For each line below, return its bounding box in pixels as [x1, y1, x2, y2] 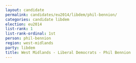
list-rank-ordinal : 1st [5, 31, 56, 36]
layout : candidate [5, 7, 44, 13]
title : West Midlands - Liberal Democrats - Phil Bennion [5, 50, 131, 55]
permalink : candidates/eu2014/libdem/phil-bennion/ [5, 12, 117, 17]
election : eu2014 [5, 21, 42, 27]
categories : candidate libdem [5, 17, 70, 22]
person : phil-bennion [5, 36, 51, 41]
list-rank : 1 [5, 26, 33, 31]
